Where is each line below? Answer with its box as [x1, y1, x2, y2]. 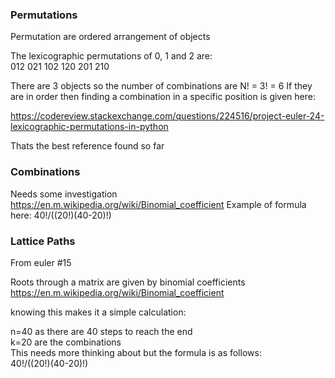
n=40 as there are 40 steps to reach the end [10, 325, 193, 337]
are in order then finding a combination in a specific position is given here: [10, 91, 317, 103]
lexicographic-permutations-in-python [10, 121, 169, 133]
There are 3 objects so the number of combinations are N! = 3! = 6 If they [10, 80, 313, 92]
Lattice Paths [10, 234, 76, 248]
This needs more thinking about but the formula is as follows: [10, 346, 262, 358]
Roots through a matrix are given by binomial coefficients [10, 276, 246, 288]
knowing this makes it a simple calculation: [10, 306, 187, 318]
